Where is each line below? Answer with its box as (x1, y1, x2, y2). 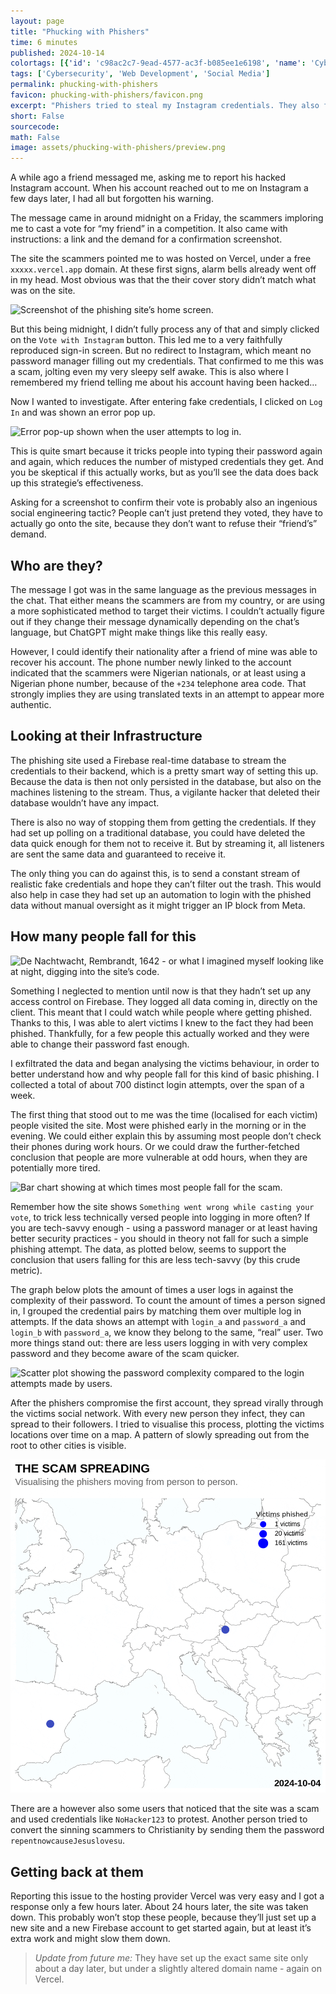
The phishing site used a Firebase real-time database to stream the (10, 754, 287, 766)
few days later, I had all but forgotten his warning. (10, 193, 214, 205)
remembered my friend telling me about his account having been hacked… (10, 376, 318, 389)
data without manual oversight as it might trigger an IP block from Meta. (10, 899, 306, 911)
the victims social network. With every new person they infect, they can (10, 1407, 306, 1419)
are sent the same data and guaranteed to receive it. (10, 848, 227, 860)
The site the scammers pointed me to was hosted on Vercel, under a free (10, 253, 312, 265)
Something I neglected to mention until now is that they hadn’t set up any (10, 985, 312, 997)
